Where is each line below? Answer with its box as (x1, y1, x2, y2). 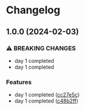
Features (6, 78, 32, 86)
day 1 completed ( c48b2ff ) (14, 97, 79, 105)
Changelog (6, 3, 61, 17)
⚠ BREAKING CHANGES (6, 44, 76, 52)
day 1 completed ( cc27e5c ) (14, 91, 80, 98)
